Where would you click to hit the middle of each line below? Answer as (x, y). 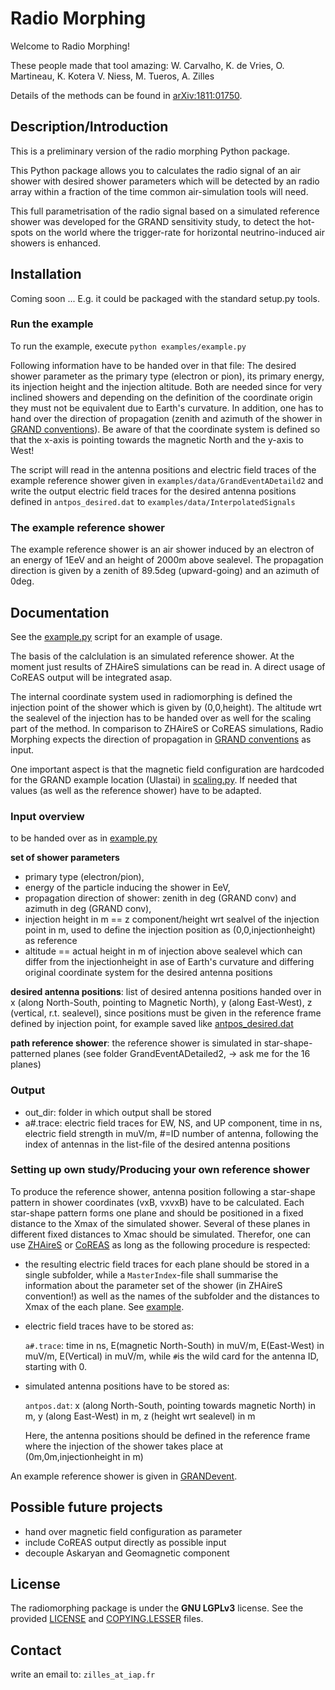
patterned (31, 1054)
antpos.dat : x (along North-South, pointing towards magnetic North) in (170, 1405)
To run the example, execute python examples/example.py (128, 346)
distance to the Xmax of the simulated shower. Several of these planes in (160, 1223)
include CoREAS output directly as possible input (125, 1542)
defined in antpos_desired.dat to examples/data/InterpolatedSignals (153, 501)
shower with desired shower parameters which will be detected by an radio (165, 181)
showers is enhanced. (56, 243)
